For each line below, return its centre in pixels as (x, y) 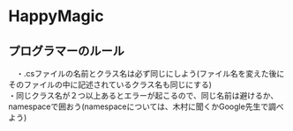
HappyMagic (56, 16)
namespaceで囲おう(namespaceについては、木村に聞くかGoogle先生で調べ (146, 106)
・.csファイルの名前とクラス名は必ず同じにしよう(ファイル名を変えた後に (150, 73)
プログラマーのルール (66, 51)
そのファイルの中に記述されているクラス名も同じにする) (110, 84)
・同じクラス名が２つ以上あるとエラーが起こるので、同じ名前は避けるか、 (143, 95)
